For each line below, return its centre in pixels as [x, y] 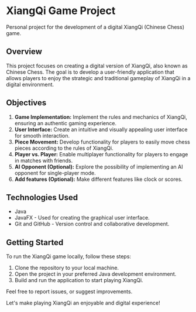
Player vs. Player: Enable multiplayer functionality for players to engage [101, 154]
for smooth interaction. [42, 135]
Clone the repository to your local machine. [66, 268]
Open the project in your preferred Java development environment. [95, 274]
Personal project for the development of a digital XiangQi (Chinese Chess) [95, 27]
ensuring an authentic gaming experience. [66, 123]
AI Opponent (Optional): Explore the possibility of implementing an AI [99, 167]
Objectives [26, 103]
